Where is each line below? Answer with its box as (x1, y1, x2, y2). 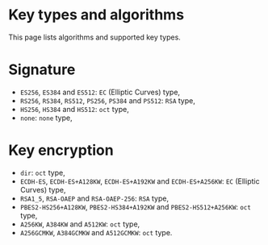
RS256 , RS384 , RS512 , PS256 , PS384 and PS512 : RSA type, (19, 95, 196, 106)
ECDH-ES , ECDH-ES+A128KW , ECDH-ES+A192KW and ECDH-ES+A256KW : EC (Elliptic (19, 176, 260, 186)
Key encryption (8, 141, 115, 160)
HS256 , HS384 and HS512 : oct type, (19, 104, 129, 114)
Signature (8, 60, 76, 79)
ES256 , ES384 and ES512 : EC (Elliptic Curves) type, (19, 87, 180, 97)
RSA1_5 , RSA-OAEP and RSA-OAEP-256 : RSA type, (19, 193, 170, 203)
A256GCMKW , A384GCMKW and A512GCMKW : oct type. (19, 227, 173, 237)
